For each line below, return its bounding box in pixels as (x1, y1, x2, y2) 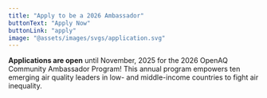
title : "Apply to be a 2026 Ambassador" (8, 11, 145, 20)
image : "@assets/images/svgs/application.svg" (8, 33, 166, 42)
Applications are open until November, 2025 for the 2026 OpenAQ (8, 56, 229, 65)
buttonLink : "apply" (8, 26, 77, 34)
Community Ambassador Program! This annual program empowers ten (8, 65, 241, 74)
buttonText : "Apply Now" (8, 19, 91, 27)
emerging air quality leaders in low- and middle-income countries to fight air (8, 73, 259, 82)
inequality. (8, 81, 42, 91)
